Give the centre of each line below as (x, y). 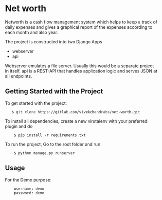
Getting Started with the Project (54, 91)
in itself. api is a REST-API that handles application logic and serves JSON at (81, 71)
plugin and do (19, 126)
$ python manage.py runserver (45, 153)
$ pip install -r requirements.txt (50, 135)
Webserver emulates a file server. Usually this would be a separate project (80, 66)
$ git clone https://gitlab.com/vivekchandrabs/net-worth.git (76, 112)
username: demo (29, 189)
